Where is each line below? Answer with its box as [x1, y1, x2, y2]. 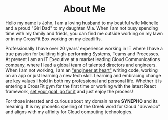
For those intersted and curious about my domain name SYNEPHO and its [5, 98, 158, 104]
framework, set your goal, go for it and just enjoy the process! [5, 88, 133, 94]
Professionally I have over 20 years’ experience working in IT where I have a [5, 45, 163, 51]
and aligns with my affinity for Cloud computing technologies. [5, 109, 133, 115]
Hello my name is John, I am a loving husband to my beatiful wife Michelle [5, 20, 159, 26]
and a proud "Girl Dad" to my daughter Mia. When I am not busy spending [5, 25, 158, 31]
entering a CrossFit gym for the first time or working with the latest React [5, 83, 156, 89]
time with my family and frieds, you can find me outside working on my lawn [5, 30, 163, 36]
